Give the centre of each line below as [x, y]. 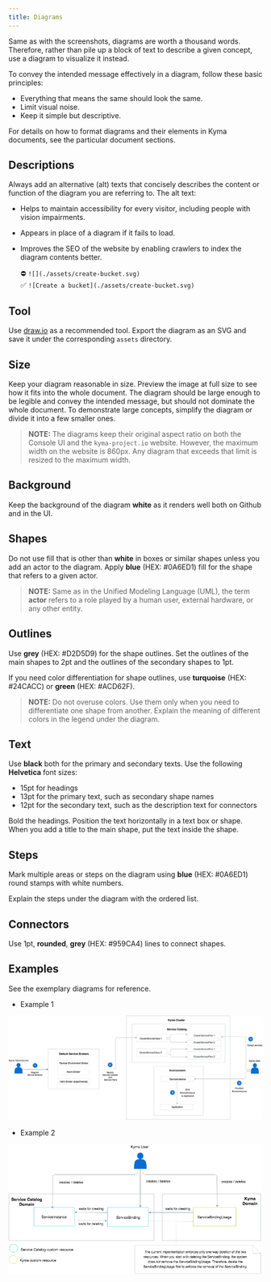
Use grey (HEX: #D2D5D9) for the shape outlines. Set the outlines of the [129, 653]
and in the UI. [31, 513]
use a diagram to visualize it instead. [69, 58]
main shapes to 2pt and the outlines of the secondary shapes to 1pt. [121, 662]
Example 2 [38, 1132]
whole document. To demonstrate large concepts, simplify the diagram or [130, 410]
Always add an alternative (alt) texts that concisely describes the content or [134, 184]
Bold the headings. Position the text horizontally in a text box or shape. [126, 821]
